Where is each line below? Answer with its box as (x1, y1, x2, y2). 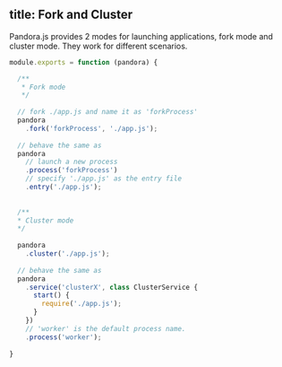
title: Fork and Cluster (9, 7, 133, 22)
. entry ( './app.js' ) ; (25, 183, 102, 192)
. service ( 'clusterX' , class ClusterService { (25, 283, 199, 292)
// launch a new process (25, 157, 118, 167)
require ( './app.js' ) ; (41, 300, 123, 309)
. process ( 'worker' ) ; (25, 332, 102, 342)
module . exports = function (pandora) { (9, 57, 158, 66)
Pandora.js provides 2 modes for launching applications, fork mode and (9, 31, 273, 41)
